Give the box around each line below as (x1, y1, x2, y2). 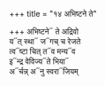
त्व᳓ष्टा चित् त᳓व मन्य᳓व (9, 46, 76, 57)
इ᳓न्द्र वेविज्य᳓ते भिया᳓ (9, 56, 70, 66)
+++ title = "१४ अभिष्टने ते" (9, 9, 97, 19)
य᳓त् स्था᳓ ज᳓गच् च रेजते (9, 36, 81, 46)
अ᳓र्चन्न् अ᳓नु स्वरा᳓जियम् (9, 66, 79, 76)
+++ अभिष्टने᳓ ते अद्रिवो (9, 27, 79, 36)
